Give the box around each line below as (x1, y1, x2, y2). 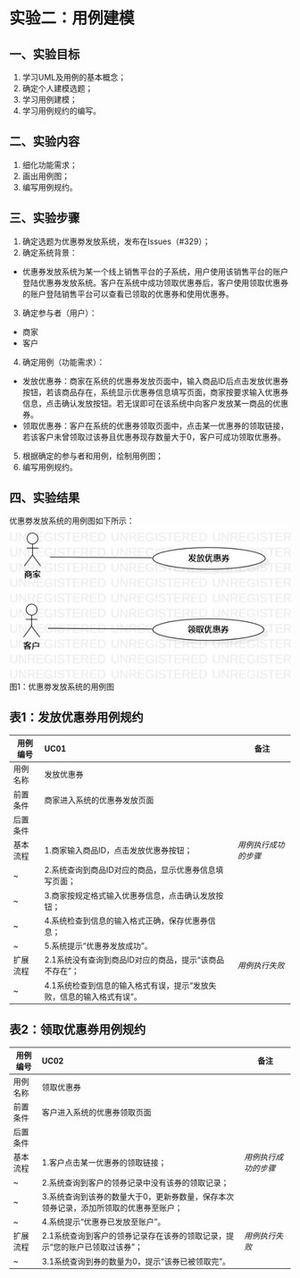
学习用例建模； (21, 95, 78, 105)
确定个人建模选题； (21, 83, 94, 94)
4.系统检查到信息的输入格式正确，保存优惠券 (44, 915, 208, 926)
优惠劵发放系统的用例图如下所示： (9, 516, 135, 526)
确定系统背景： (21, 247, 78, 257)
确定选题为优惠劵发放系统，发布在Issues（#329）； (21, 236, 211, 247)
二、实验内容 (9, 134, 80, 149)
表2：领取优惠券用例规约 (9, 1022, 146, 1038)
